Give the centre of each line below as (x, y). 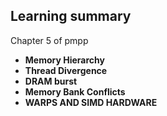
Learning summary (71, 16)
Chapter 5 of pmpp (49, 40)
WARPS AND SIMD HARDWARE (91, 102)
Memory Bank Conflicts (75, 91)
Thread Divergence (66, 70)
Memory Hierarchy (64, 60)
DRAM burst (51, 81)
